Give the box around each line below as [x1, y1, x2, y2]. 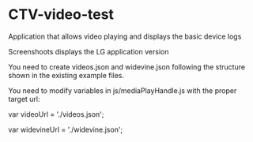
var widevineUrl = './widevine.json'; [8, 125, 123, 134]
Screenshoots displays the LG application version [8, 47, 169, 56]
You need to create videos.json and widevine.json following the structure [8, 62, 246, 72]
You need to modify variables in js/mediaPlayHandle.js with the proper [8, 85, 237, 95]
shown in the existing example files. [8, 70, 125, 80]
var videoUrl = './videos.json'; [8, 109, 104, 119]
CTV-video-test [8, 6, 115, 24]
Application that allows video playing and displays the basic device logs [8, 32, 242, 41]
